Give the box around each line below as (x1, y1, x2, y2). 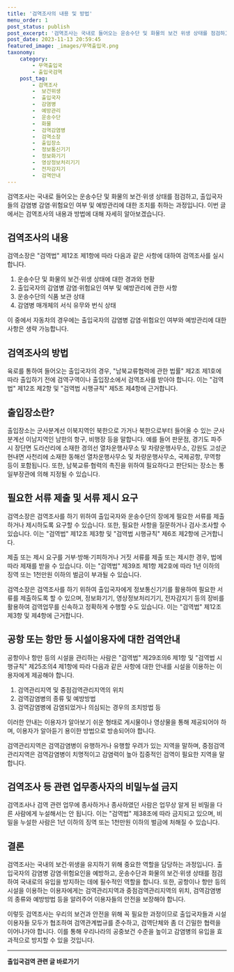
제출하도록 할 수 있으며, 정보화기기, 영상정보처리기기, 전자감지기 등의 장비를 (19, 593, 225, 602)
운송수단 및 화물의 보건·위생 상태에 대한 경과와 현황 (17, 275, 155, 283)
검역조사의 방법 (7, 347, 69, 359)
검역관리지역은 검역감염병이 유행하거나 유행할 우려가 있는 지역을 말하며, (7, 741, 201, 749)
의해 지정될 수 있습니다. (37, 469, 100, 478)
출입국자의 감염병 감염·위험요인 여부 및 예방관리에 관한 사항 (17, 283, 178, 292)
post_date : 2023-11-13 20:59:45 (7, 36, 101, 43)
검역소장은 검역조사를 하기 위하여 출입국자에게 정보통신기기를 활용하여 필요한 (7, 585, 216, 593)
